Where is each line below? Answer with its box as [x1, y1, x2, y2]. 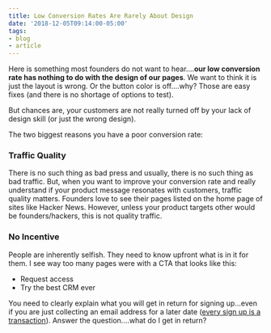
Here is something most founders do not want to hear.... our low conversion [8, 64, 260, 74]
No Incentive [8, 231, 60, 242]
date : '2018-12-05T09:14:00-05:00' [8, 19, 129, 27]
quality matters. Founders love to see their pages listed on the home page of [8, 194, 263, 204]
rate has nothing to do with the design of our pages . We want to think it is [8, 73, 257, 82]
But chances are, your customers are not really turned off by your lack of [8, 106, 252, 116]
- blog [8, 34, 31, 43]
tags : [8, 27, 27, 35]
